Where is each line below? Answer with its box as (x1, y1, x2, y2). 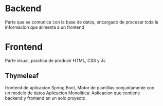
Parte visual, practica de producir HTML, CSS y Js (5, 57, 106, 64)
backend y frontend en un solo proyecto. (5, 95, 87, 101)
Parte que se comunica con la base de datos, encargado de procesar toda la (5, 19, 159, 25)
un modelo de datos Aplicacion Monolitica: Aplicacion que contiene (5, 90, 140, 96)
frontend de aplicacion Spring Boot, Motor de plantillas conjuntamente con (5, 85, 155, 90)
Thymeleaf (5, 72, 39, 80)
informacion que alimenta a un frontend (5, 24, 84, 30)
